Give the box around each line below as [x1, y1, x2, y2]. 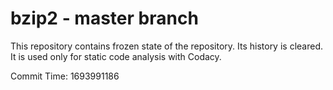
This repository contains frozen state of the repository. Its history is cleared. [10, 40, 323, 52]
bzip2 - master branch [10, 7, 199, 30]
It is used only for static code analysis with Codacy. [10, 50, 222, 62]
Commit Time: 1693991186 [10, 70, 120, 82]
